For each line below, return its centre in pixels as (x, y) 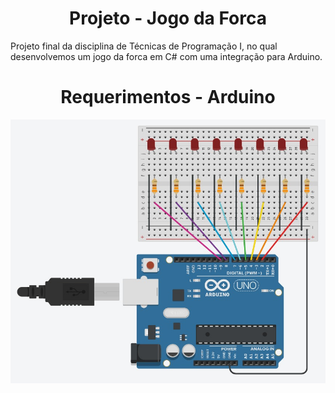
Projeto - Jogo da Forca (168, 18)
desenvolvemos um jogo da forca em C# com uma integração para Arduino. (166, 56)
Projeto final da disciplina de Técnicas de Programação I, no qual (144, 46)
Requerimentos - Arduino (168, 97)
